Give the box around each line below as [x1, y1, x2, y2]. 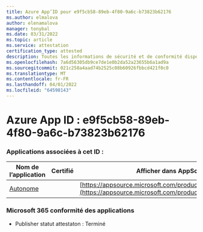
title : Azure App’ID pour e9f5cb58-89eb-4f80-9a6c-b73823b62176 [6, 8, 172, 15]
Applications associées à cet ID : [6, 147, 104, 155]
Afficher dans [135, 167, 177, 175]
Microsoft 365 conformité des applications [6, 206, 135, 215]
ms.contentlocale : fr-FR [6, 76, 69, 82]
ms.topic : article [6, 37, 53, 43]
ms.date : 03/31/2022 [6, 31, 59, 37]
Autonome [9, 184, 39, 193]
